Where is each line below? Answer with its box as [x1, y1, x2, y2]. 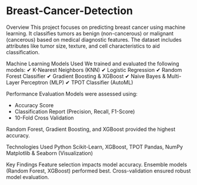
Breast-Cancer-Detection [6, 4, 133, 18]
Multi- [166, 72, 182, 80]
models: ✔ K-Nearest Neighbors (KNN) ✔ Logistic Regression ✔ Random [6, 66, 182, 73]
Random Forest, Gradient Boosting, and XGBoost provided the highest [6, 125, 175, 133]
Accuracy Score [14, 101, 54, 108]
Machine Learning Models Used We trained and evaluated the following [6, 60, 179, 67]
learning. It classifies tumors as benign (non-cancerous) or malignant [6, 29, 174, 37]
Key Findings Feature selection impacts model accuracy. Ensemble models [6, 161, 187, 168]
